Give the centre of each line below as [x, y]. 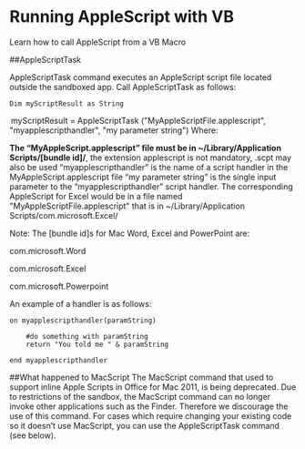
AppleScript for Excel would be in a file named [96, 196]
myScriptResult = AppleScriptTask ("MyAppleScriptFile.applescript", [138, 120]
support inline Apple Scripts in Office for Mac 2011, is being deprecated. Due [153, 387]
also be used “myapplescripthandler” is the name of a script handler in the [149, 167]
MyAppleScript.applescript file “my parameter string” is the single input [143, 177]
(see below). [33, 435]
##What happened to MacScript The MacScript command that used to [142, 377]
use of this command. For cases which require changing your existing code [151, 415]
